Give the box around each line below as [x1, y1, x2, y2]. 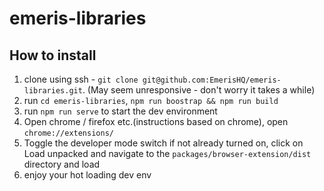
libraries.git [23, 86, 83, 96]
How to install [9, 47, 97, 64]
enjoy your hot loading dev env [23, 169, 152, 181]
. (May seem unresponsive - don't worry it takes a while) [82, 84, 316, 96]
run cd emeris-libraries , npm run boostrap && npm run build [23, 95, 279, 106]
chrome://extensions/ [23, 128, 114, 138]
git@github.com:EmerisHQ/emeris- [142, 75, 282, 85]
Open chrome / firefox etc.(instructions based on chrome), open [23, 116, 289, 127]
